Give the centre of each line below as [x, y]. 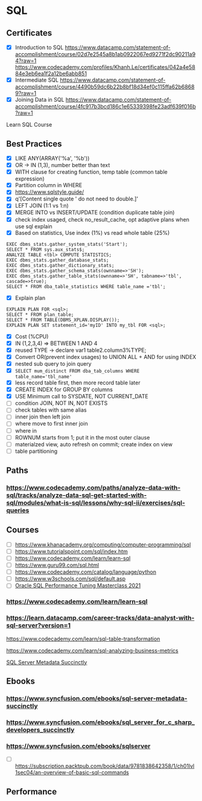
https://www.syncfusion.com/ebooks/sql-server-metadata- [97, 698]
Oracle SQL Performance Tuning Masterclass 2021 [78, 585]
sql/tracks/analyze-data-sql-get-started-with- [77, 495]
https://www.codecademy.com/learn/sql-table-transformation [83, 639]
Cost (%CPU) [32, 336]
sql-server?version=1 [39, 625]
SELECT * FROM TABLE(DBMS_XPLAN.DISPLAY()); [63, 320]
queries [18, 510]
